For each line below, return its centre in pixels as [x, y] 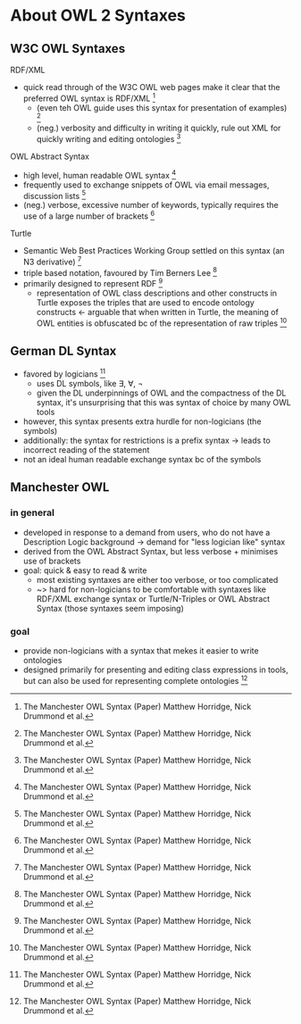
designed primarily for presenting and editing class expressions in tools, [155, 670]
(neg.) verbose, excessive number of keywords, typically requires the [151, 205]
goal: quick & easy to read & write [85, 570]
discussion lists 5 [54, 195]
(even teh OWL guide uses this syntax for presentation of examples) [162, 107]
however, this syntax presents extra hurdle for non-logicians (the [142, 421]
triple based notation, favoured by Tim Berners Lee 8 [120, 271]
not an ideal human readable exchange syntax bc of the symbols [142, 460]
